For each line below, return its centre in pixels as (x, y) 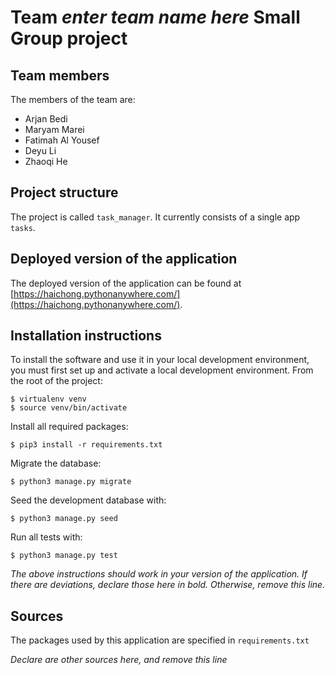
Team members (60, 75)
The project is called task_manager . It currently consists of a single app (155, 217)
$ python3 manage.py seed (64, 519)
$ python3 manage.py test (64, 556)
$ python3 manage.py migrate (71, 482)
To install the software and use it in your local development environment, (160, 360)
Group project (69, 38)
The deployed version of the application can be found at (126, 283)
